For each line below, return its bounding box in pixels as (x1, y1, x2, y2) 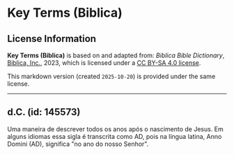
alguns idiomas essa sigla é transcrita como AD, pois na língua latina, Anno (7, 132, 222, 140)
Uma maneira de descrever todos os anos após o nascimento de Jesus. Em (7, 124, 224, 133)
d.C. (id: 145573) (7, 106, 81, 118)
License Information (7, 33, 96, 45)
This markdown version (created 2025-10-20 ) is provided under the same (7, 72, 216, 80)
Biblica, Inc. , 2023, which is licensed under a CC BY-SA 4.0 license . (7, 59, 201, 67)
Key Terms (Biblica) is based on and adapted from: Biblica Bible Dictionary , (7, 51, 225, 59)
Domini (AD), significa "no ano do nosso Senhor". (7, 140, 149, 148)
